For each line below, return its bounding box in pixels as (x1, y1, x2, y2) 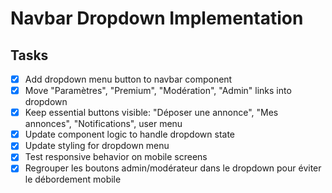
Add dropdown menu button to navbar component (24, 73, 233, 85)
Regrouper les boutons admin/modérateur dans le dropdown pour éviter (24, 162, 322, 174)
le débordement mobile (24, 173, 122, 186)
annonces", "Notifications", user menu (24, 118, 183, 130)
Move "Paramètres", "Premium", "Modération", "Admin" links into (24, 85, 292, 97)
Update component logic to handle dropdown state (24, 128, 236, 141)
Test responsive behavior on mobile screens (24, 151, 208, 163)
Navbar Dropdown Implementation (10, 7, 304, 30)
